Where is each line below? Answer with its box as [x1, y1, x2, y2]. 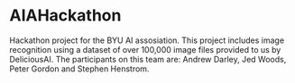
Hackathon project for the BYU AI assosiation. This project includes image [9, 35, 285, 46]
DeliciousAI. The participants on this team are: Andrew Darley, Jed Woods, [9, 54, 287, 64]
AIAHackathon [9, 5, 122, 26]
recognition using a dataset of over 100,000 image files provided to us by [9, 44, 281, 54]
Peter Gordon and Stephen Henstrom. [9, 63, 150, 74]
